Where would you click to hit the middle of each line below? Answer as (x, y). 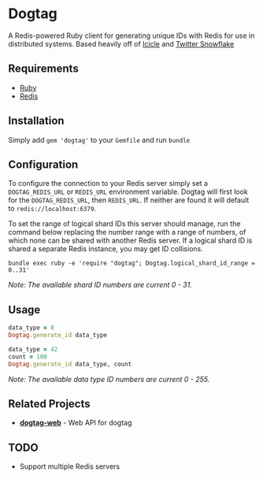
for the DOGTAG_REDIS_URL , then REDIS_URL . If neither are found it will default (129, 200)
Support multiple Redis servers (70, 466)
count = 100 (28, 356)
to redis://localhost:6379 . (52, 209)
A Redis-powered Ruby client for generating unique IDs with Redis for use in (131, 35)
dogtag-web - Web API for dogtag (76, 423)
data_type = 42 (33, 349)
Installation (36, 121)
